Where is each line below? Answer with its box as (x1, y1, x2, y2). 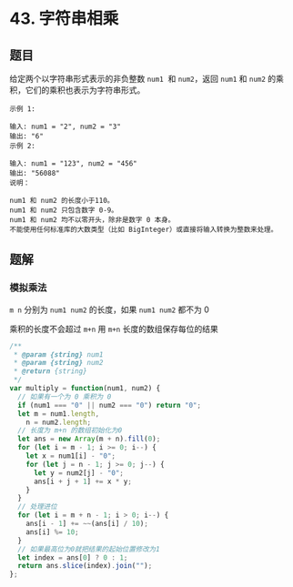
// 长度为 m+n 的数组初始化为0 (17, 426, 123, 435)
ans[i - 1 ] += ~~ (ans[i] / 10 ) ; (25, 520, 148, 529)
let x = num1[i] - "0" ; (25, 451, 116, 460)
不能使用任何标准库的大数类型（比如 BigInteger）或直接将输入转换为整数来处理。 (9, 225, 278, 234)
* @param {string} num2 (13, 359, 104, 368)
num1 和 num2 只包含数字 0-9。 (9, 206, 118, 215)
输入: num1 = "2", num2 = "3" (9, 122, 121, 131)
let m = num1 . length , (17, 409, 100, 419)
